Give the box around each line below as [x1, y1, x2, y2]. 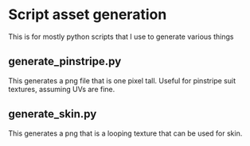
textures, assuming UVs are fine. [8, 84, 115, 94]
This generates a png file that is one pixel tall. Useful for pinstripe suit [8, 75, 236, 85]
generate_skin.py [8, 107, 97, 121]
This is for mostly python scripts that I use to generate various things [8, 32, 234, 41]
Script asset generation [8, 6, 167, 24]
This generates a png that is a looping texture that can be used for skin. [8, 129, 243, 138]
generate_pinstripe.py [8, 55, 122, 68]
